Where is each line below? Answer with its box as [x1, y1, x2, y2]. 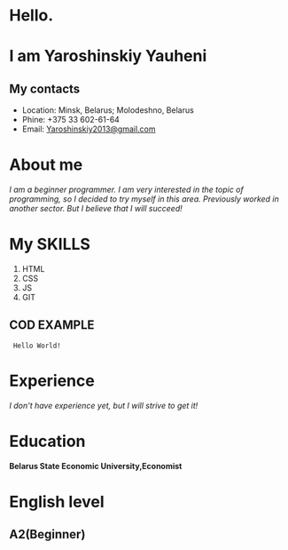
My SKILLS [9, 235, 91, 254]
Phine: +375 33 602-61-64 [21, 115, 120, 125]
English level [9, 491, 105, 512]
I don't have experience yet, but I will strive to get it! [9, 400, 198, 411]
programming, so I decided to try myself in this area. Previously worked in [9, 194, 279, 204]
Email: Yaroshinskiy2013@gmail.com [21, 124, 156, 134]
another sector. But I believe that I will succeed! [9, 203, 183, 214]
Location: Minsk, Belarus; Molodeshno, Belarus [21, 105, 195, 116]
